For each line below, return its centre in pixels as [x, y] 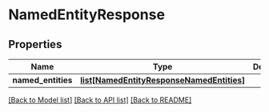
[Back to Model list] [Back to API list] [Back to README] [100, 100]
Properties [35, 44]
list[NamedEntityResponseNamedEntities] [163, 80]
